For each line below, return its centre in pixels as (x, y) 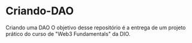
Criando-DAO (40, 11)
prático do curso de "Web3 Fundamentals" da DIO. (68, 33)
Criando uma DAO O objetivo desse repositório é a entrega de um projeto (96, 27)
